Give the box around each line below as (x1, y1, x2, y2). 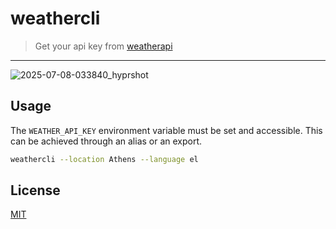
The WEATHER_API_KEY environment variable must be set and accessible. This (10, 124, 323, 136)
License (10, 182, 61, 199)
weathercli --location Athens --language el (10, 154, 199, 164)
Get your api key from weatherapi (34, 40, 173, 52)
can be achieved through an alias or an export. (10, 135, 203, 147)
